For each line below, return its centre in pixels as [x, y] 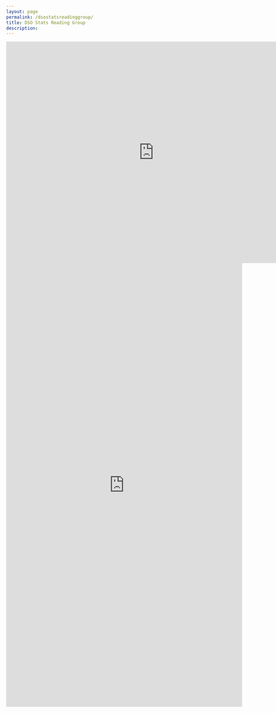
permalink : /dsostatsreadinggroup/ [50, 17]
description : [22, 28]
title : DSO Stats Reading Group [46, 22]
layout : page [22, 12]
